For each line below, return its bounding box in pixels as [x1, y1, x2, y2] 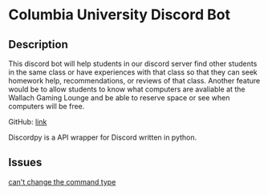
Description [8, 38, 68, 51]
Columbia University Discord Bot [8, 6, 231, 24]
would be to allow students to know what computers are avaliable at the [8, 84, 246, 94]
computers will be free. [8, 102, 85, 111]
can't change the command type [8, 177, 116, 186]
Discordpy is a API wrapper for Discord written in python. [8, 132, 197, 142]
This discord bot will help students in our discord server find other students [8, 59, 258, 68]
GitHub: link [8, 117, 47, 126]
